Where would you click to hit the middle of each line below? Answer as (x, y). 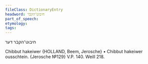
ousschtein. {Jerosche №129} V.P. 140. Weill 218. (55, 57)
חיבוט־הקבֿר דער (21, 42)
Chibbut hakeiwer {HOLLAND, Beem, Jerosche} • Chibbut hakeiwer (74, 52)
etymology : (16, 23)
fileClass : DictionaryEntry (34, 10)
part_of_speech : (22, 19)
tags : (11, 28)
